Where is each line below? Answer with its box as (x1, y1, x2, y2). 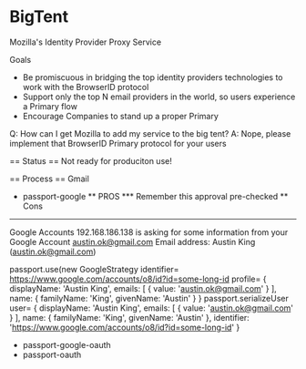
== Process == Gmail (9, 173, 89, 184)
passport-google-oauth (22, 339, 111, 350)
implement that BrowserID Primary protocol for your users (9, 138, 227, 149)
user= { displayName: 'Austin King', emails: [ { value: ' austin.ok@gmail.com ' (9, 302, 294, 313)
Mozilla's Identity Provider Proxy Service (9, 36, 162, 47)
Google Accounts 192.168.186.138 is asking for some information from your (9, 226, 289, 238)
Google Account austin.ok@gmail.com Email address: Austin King (9, 236, 256, 247)
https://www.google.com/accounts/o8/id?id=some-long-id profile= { (9, 273, 267, 284)
